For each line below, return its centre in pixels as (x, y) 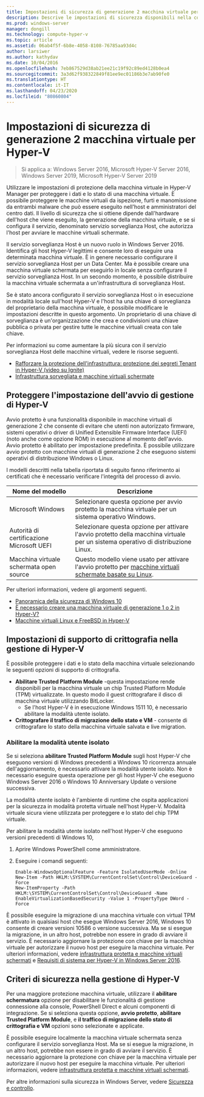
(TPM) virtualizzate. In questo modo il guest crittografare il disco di (99, 695)
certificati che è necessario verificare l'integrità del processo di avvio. (93, 476)
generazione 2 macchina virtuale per (101, 139)
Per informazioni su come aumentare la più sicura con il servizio (87, 345)
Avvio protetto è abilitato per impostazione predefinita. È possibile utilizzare (101, 445)
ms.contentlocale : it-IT (38, 86)
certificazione (29, 538)
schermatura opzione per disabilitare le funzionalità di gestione (86, 1000)
